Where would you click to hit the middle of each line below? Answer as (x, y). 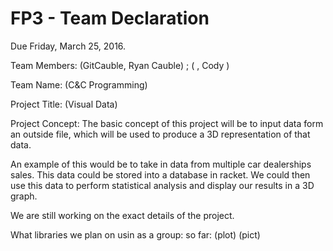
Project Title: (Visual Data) (64, 104)
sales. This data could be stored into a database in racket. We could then (160, 174)
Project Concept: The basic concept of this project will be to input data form (167, 123)
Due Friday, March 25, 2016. (68, 46)
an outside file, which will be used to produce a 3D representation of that (160, 134)
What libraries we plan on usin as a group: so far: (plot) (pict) (135, 234)
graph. (24, 196)
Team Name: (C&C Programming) (79, 84)
